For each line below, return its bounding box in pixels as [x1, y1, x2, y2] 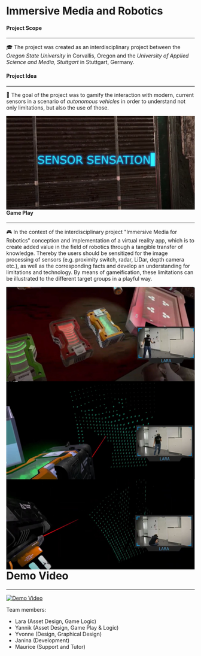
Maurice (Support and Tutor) [14, 643, 86, 650]
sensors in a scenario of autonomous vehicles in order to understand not [6, 98, 185, 105]
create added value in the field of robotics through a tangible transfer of [6, 244, 184, 251]
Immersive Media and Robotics [6, 4, 163, 18]
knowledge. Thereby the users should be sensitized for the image [6, 250, 168, 257]
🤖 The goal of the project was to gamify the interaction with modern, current [6, 91, 194, 98]
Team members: [6, 606, 47, 613]
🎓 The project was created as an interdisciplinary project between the [6, 44, 181, 51]
